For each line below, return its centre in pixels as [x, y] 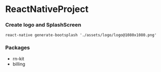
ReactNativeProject [47, 9]
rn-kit [18, 58]
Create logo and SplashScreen [43, 25]
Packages [18, 47]
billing [19, 64]
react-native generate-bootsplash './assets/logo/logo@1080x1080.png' [81, 35]
